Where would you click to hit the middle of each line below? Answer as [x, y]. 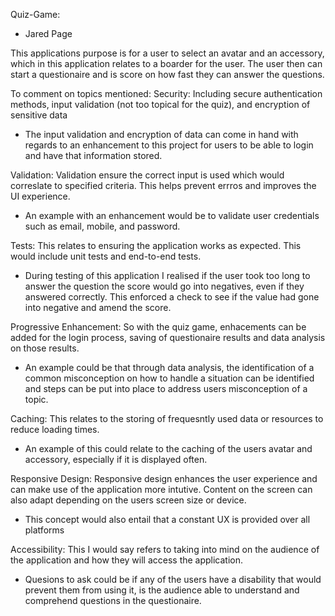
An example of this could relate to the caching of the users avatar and [168, 448]
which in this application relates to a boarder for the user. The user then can [166, 63]
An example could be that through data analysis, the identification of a [169, 367]
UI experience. [40, 196]
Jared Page [48, 33]
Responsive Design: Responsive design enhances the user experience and [164, 478]
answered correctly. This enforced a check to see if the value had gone [172, 297]
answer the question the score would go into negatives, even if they [164, 286]
